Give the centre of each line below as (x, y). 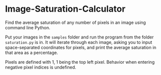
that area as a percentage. (32, 53)
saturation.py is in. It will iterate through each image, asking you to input (79, 42)
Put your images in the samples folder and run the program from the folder (80, 37)
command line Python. (28, 27)
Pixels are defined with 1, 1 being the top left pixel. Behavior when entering (80, 62)
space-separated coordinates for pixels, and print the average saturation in (81, 47)
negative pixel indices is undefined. (41, 67)
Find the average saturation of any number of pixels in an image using (75, 22)
